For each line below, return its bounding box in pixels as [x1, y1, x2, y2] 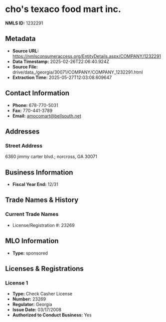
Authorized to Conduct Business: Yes [12, 312, 92, 318]
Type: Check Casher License [12, 291, 73, 297]
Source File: [12, 63, 38, 69]
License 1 [5, 279, 28, 286]
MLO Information [5, 236, 59, 245]
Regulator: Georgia [12, 301, 52, 307]
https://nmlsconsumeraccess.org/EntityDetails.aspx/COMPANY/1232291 [12, 53, 161, 59]
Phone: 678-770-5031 [12, 102, 58, 108]
